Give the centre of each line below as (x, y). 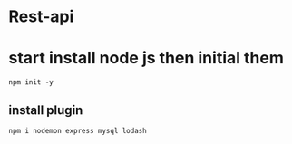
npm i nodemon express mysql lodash (78, 130)
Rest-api (41, 17)
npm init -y (31, 82)
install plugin (46, 110)
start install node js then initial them (146, 58)
